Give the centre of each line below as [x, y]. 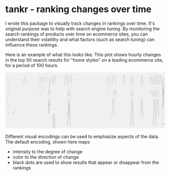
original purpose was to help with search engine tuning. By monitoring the [82, 28]
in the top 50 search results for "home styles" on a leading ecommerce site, [84, 60]
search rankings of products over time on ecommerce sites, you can [77, 34]
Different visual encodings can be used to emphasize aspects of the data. [82, 136]
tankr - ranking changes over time [78, 9]
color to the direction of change [46, 157]
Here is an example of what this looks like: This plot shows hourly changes [83, 55]
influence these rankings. [32, 45]
